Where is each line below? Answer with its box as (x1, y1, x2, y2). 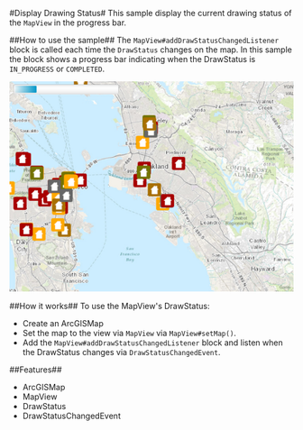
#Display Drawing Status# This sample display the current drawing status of (9, 8, 292, 18)
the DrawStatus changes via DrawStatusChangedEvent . (22, 347, 221, 358)
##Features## (9, 364, 62, 375)
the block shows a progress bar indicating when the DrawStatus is (9, 54, 256, 64)
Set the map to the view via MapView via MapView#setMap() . (22, 328, 237, 339)
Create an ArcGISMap (22, 318, 104, 329)
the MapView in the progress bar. (9, 17, 127, 28)
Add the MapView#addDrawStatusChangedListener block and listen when (22, 337, 283, 348)
